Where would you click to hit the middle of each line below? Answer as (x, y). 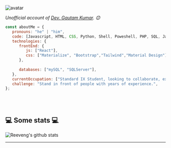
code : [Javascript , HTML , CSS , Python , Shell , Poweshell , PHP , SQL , (86, 36)
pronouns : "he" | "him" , (38, 32)
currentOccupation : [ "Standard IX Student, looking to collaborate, (86, 79)
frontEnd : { (31, 46)
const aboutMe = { (25, 27)
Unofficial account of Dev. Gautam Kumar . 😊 (53, 18)
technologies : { (29, 41)
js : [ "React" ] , (42, 51)
